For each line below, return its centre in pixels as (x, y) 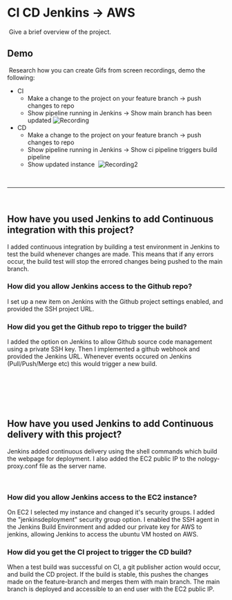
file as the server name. (73, 466)
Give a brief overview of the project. (60, 32)
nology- (209, 458)
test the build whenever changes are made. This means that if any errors (110, 254)
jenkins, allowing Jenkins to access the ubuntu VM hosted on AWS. (103, 534)
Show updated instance (61, 164)
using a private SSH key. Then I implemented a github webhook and (104, 349)
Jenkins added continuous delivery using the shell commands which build (112, 451)
